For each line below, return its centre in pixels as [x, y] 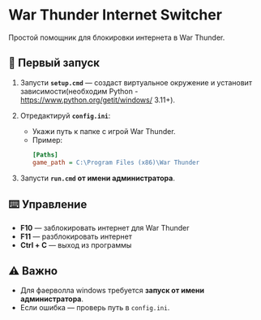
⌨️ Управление [48, 204]
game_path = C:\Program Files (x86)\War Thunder [116, 162]
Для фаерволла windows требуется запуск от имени [112, 291]
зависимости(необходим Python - [79, 91]
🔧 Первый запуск [54, 63]
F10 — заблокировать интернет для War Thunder [105, 228]
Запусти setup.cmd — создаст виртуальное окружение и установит [136, 82]
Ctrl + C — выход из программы [76, 245]
